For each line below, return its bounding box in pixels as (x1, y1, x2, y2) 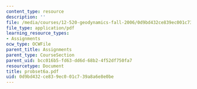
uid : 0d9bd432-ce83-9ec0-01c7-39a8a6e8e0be (6, 74, 114, 80)
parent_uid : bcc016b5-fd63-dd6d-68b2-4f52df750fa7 (6, 57, 133, 63)
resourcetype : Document (6, 63, 64, 69)
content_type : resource (6, 8, 64, 15)
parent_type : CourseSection (6, 52, 75, 58)
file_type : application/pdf (6, 25, 75, 31)
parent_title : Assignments (6, 47, 72, 53)
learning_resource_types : (6, 30, 69, 36)
